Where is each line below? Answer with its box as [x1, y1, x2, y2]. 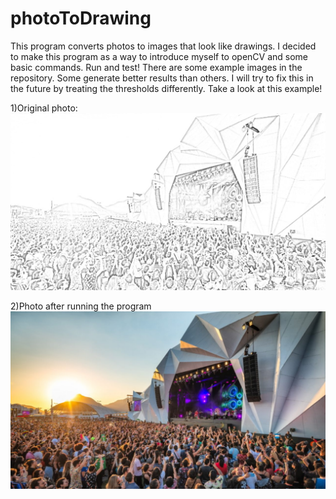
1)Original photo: [10, 102, 78, 114]
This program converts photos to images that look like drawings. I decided [10, 40, 317, 52]
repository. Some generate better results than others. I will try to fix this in [10, 72, 314, 84]
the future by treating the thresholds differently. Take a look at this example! [10, 82, 323, 94]
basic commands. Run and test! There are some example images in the [10, 61, 303, 73]
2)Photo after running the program [10, 300, 152, 312]
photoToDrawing [10, 7, 152, 30]
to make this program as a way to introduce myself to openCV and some [10, 50, 309, 62]
